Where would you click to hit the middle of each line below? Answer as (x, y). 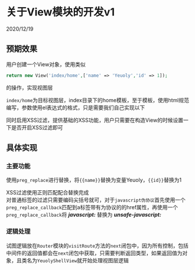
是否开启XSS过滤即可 (37, 127)
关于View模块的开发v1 (61, 12)
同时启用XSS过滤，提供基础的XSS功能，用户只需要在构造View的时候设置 (95, 120)
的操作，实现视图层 (30, 87)
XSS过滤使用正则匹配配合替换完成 (48, 193)
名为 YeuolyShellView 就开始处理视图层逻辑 (77, 260)
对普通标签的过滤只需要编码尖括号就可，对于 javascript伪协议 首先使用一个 (96, 200)
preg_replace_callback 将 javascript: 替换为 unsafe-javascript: (84, 215)
